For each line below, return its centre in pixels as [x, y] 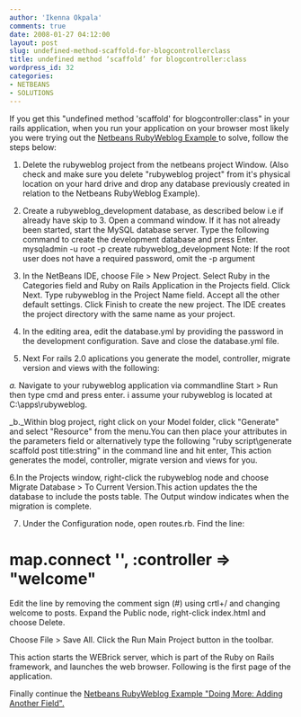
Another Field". [37, 704]
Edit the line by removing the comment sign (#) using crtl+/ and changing [145, 604]
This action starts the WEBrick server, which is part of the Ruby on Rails [142, 658]
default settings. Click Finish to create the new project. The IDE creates [154, 304]
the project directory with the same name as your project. [128, 314]
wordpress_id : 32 [42, 68]
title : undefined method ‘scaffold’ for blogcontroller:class [128, 59]
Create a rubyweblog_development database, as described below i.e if [153, 210]
